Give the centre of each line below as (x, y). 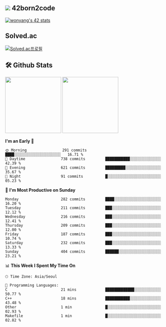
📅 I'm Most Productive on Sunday (40, 190)
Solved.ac (21, 36)
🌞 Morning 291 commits (46, 150)
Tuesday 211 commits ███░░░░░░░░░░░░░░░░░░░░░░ (83, 208)
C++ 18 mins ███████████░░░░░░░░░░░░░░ (83, 299)
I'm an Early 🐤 (20, 141)
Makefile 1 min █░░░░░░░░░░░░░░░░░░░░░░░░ (83, 316)
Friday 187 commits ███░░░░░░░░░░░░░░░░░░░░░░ (83, 234)
